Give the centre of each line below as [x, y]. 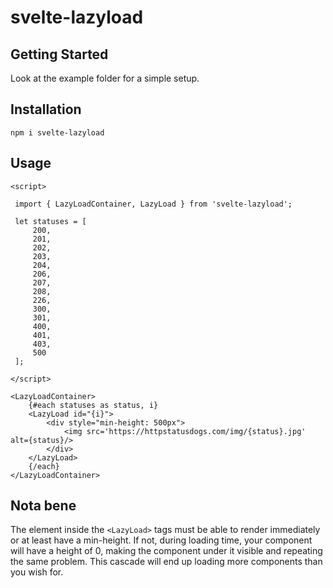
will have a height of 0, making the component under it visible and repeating [166, 551]
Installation [46, 109]
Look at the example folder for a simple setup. [105, 78]
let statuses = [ [50, 221]
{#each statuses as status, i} [93, 405]
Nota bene [43, 506]
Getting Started [59, 54]
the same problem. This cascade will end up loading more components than [166, 562]
